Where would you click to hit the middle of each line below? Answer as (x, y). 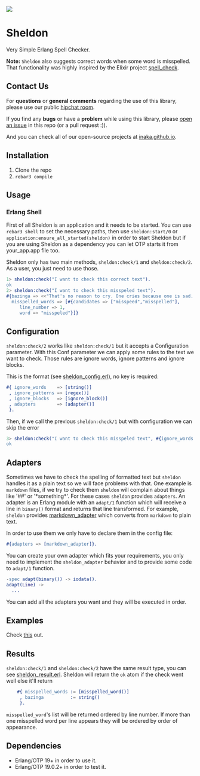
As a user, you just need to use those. (53, 269)
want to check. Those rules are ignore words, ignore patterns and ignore (96, 358)
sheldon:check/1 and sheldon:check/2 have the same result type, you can (96, 668)
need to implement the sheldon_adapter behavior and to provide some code (99, 562)
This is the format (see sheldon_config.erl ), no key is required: (83, 376)
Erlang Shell (24, 212)
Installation (27, 156)
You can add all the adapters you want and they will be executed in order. (96, 602)
